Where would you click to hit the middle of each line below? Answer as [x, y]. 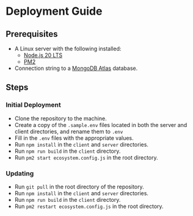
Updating [20, 173]
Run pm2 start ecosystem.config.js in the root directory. [86, 157]
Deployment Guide [54, 11]
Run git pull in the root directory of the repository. [79, 187]
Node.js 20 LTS [43, 55]
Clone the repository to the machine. [61, 118]
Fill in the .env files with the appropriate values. [74, 138]
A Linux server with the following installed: [68, 48]
